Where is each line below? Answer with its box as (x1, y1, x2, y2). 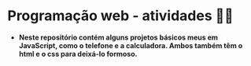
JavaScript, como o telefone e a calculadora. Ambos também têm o (18, 40, 243, 50)
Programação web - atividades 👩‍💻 (7, 7, 234, 25)
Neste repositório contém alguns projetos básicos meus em (18, 33, 218, 42)
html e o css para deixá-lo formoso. (18, 49, 138, 58)
